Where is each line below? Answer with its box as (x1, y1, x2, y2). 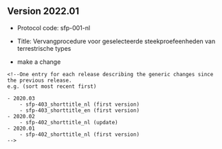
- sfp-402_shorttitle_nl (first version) (19, 130, 140, 138)
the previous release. (7, 77, 72, 84)
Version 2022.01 (7, 5, 80, 17)
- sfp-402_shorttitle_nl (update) (19, 119, 118, 126)
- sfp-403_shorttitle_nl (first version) (19, 101, 140, 108)
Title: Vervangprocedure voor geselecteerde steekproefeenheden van (16, 37, 216, 45)
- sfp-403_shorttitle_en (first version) (19, 106, 140, 114)
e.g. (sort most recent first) (7, 82, 97, 90)
